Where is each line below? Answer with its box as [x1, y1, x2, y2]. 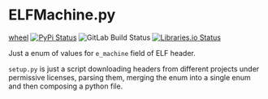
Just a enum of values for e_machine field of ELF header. [8, 48, 197, 58]
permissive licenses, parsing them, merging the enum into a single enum [8, 72, 251, 82]
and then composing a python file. [8, 81, 123, 91]
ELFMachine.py [8, 6, 116, 24]
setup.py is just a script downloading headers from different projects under [8, 63, 260, 74]
